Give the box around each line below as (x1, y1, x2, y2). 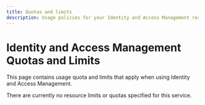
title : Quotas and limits (6, 8, 72, 15)
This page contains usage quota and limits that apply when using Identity (6, 73, 190, 81)
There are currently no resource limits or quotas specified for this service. (6, 92, 192, 99)
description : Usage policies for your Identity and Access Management (6, 15, 190, 21)
